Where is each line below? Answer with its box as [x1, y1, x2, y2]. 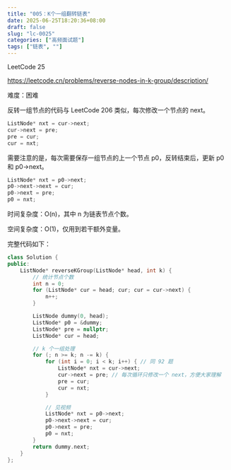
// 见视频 [45, 404, 71, 411]
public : [7, 260, 30, 267]
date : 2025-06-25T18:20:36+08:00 [7, 17, 106, 24]
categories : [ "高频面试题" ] [7, 37, 85, 44]
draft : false [7, 23, 46, 30]
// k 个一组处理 [32, 345, 76, 352]
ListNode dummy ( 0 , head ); [32, 312, 109, 319]
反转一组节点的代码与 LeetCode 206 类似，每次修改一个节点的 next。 [7, 106, 210, 114]
